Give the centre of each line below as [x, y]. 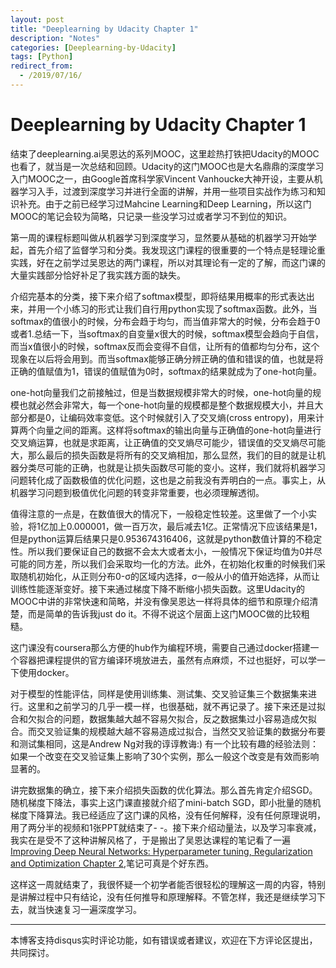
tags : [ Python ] [42, 57]
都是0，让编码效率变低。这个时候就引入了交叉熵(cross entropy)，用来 [171, 417]
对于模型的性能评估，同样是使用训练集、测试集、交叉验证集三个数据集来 [159, 693]
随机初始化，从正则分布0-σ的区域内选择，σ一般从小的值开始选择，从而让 [169, 576]
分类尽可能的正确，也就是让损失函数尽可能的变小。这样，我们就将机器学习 [172, 467]
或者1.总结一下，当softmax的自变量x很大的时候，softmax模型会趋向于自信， [167, 333]
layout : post [37, 19]
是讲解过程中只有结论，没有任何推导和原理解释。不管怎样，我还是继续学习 [163, 897]
